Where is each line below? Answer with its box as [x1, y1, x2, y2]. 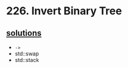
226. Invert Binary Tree [6, 4, 122, 18]
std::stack [14, 57, 39, 63]
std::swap [14, 50, 39, 57]
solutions [6, 28, 42, 38]
